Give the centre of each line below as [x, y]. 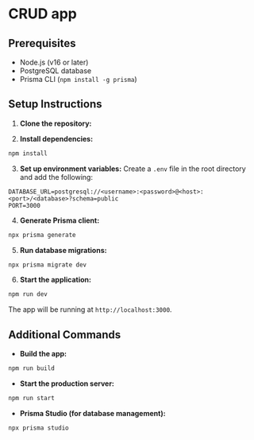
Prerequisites [42, 43]
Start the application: [56, 280]
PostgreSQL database [56, 71]
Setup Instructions [55, 104]
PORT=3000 [25, 205]
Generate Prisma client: [60, 220]
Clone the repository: [56, 123]
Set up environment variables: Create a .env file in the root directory [133, 169]
